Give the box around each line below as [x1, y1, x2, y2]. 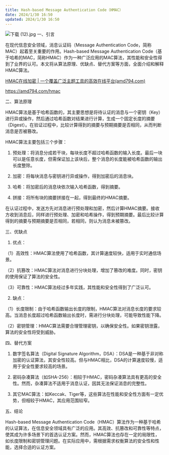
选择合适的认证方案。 [14, 444, 58, 450]
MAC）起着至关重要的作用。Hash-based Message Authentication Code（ [5, 49, 158, 55]
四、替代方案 [5, 340, 32, 346]
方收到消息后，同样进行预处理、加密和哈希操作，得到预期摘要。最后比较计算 [5, 212, 164, 218]
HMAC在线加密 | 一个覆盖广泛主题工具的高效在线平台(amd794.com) [5, 78, 146, 84]
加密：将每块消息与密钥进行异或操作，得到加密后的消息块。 [12, 173, 136, 179]
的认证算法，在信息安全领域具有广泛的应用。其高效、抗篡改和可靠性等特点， [5, 425, 164, 431]
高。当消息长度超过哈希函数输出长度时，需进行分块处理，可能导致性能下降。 [5, 312, 164, 318]
